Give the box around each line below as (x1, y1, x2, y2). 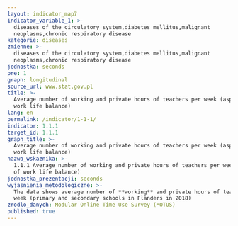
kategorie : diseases (7, 37, 69, 44)
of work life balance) (13, 168, 81, 176)
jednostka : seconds (7, 63, 65, 70)
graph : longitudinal (7, 76, 69, 84)
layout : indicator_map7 (7, 10, 78, 18)
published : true (7, 208, 55, 215)
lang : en (7, 109, 33, 116)
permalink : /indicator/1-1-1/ (7, 115, 97, 123)
